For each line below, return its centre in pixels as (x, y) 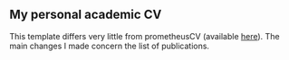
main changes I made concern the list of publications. (110, 46)
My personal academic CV (86, 15)
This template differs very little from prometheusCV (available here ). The (144, 36)
